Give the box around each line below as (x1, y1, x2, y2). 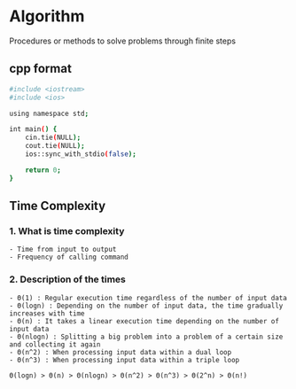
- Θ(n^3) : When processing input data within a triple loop (9, 355, 240, 364)
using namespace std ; (9, 109, 90, 118)
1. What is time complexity (9, 224, 125, 237)
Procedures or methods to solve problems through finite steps (9, 35, 237, 46)
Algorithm (9, 6, 85, 27)
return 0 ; (25, 166, 62, 175)
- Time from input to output (9, 245, 117, 254)
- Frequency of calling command (9, 253, 129, 262)
